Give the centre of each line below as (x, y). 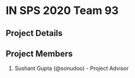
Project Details (34, 33)
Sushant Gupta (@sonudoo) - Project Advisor (71, 68)
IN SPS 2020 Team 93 (62, 11)
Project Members (39, 53)
